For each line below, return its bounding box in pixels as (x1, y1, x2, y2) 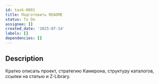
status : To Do (5, 17, 36, 22)
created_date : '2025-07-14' (5, 26, 65, 31)
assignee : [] (5, 21, 33, 27)
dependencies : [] (5, 36, 42, 41)
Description (5, 54, 43, 63)
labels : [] (5, 31, 29, 36)
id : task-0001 (5, 7, 36, 13)
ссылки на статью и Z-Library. (5, 73, 71, 79)
